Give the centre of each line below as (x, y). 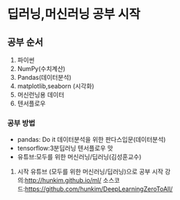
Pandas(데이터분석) (44, 77)
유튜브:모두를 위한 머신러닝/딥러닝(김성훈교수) (79, 157)
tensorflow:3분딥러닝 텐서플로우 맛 (65, 148)
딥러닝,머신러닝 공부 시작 (74, 14)
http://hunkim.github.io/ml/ (63, 181)
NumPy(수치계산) (41, 69)
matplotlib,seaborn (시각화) (56, 86)
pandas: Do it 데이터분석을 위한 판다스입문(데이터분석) (91, 140)
